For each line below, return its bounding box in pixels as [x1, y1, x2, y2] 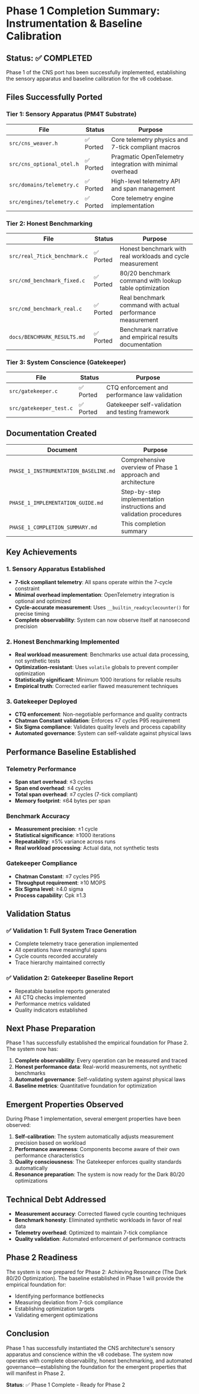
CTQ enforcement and [106, 384, 169, 392]
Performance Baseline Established [6, 747, 136, 757]
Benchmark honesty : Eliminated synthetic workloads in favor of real [14, 1216, 182, 1224]
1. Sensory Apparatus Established [6, 565, 105, 574]
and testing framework [106, 408, 169, 416]
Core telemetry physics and [111, 135, 188, 144]
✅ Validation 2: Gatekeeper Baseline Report [6, 974, 134, 982]
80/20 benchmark [119, 269, 171, 277]
